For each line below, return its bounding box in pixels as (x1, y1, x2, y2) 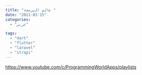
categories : (5, 17, 31, 22)
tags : (5, 31, 17, 36)
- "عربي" (10, 21, 29, 27)
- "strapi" (10, 49, 33, 55)
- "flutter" (10, 40, 36, 46)
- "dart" (10, 36, 29, 41)
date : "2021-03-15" (5, 12, 47, 17)
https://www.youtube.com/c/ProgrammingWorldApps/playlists (5, 64, 137, 70)
